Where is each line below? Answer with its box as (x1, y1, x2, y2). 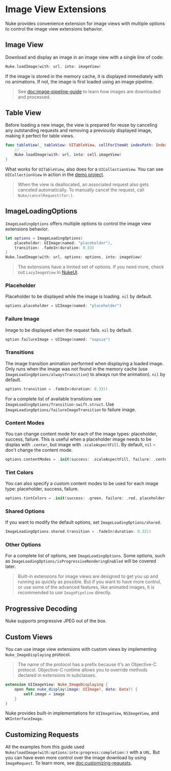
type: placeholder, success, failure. (5, 486, 79, 492)
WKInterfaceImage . (5, 716, 43, 722)
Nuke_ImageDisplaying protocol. (5, 651, 71, 658)
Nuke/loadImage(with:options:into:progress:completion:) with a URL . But (5, 749, 160, 755)
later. (5, 563, 16, 569)
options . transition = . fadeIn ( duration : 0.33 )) (5, 386, 108, 391)
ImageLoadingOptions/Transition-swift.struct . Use (5, 401, 115, 407)
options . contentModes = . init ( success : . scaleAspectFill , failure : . (5, 456, 156, 462)
